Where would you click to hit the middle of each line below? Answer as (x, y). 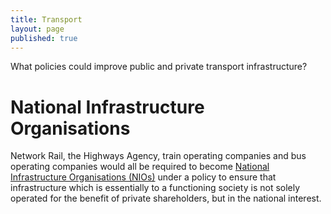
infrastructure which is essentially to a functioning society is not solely (155, 188)
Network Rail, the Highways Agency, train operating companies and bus (158, 156)
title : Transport (46, 19)
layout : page (37, 29)
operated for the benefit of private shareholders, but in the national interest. (166, 198)
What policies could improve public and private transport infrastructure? (159, 67)
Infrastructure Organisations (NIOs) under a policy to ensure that (143, 177)
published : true (44, 38)
